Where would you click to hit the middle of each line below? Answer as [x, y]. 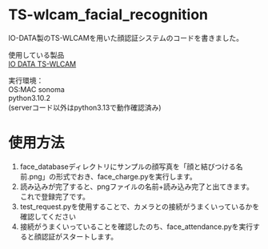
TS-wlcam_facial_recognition [108, 15]
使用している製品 [36, 54]
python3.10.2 [29, 98]
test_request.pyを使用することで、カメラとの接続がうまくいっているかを [140, 207]
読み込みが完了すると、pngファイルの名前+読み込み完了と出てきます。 [137, 187]
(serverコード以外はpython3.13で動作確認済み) [85, 107]
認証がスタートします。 [80, 236]
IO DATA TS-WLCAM [42, 64]
